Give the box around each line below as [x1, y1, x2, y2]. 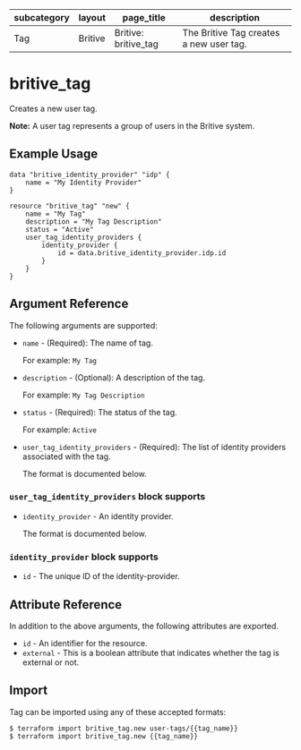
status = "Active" [25, 225, 94, 234]
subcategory [13, 12, 70, 23]
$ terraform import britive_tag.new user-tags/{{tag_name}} [9, 724, 239, 733]
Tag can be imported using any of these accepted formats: [9, 706, 227, 717]
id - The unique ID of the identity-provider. [21, 571, 181, 582]
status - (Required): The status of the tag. [21, 406, 177, 417]
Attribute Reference [9, 597, 123, 612]
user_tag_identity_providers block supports [9, 490, 206, 503]
